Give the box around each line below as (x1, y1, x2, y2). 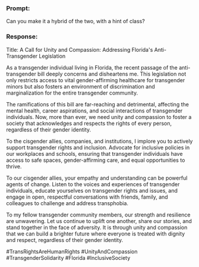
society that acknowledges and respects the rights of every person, (6, 120, 172, 127)
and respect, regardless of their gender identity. (6, 236, 124, 243)
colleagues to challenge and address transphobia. (6, 199, 129, 206)
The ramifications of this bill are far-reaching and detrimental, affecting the (6, 100, 189, 108)
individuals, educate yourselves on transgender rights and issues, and (6, 187, 178, 194)
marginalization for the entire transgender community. (6, 89, 138, 96)
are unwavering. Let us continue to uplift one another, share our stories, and (6, 217, 192, 224)
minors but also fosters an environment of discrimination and (6, 83, 156, 90)
